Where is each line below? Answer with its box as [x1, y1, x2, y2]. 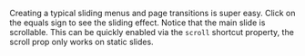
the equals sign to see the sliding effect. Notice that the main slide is [9, 17, 266, 28]
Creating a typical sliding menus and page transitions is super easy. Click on [9, 8, 296, 18]
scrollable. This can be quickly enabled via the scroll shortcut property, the [9, 27, 294, 37]
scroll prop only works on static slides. [9, 36, 154, 47]
